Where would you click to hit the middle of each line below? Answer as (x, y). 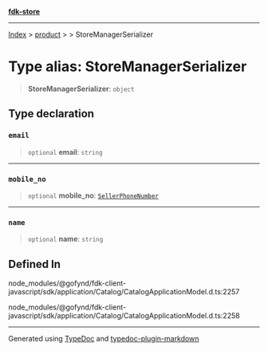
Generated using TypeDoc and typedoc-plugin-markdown (104, 339)
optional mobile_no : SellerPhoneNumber (93, 195)
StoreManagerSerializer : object (81, 89)
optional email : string (65, 152)
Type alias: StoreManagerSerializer (128, 67)
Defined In (35, 264)
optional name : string (65, 239)
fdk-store (24, 12)
